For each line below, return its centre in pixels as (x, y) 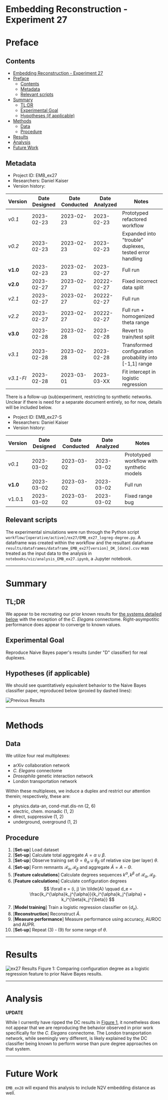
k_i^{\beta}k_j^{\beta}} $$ (88, 899)
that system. (18, 1048)
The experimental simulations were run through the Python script (72, 532)
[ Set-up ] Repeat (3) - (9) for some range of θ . (60, 930)
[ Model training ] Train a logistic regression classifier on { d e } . (76, 908)
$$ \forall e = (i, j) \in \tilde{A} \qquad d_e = (88, 889)
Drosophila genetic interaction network (53, 776)
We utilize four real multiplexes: (38, 756)
